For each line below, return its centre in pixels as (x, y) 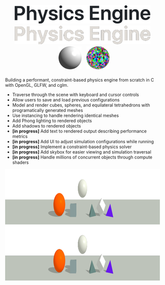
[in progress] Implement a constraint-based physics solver (72, 147)
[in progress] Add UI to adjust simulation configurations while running (83, 141)
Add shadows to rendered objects (46, 126)
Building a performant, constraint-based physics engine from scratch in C (80, 80)
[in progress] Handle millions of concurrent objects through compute (82, 157)
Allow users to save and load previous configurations (66, 100)
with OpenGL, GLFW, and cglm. (37, 85)
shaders (20, 162)
